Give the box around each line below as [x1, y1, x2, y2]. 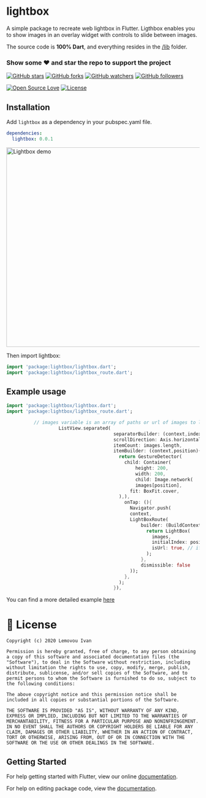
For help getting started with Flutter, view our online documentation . [6, 773, 178, 780]
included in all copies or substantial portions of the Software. [6, 697, 180, 703]
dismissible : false [140, 562, 191, 568]
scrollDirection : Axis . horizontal [113, 436, 202, 443]
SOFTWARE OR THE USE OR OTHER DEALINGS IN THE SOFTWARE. [6, 740, 155, 746]
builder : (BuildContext [140, 522, 202, 529]
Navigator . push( [129, 505, 172, 511]
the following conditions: [6, 681, 75, 687]
